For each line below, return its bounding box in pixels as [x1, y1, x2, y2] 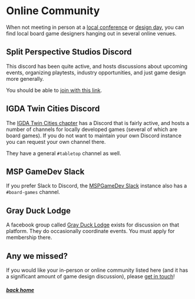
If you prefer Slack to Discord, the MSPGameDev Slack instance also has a [6, 182, 187, 189]
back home [6, 286, 34, 293]
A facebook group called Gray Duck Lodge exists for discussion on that [6, 221, 180, 228]
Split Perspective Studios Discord [6, 47, 132, 57]
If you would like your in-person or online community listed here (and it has [6, 267, 189, 274]
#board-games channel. [6, 189, 61, 196]
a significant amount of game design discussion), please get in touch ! [6, 273, 175, 280]
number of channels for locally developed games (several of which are [6, 126, 178, 133]
